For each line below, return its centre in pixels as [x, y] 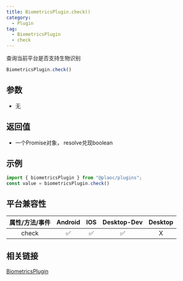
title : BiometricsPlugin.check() [48, 12]
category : [19, 18]
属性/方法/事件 [30, 222]
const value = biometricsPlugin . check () [58, 184]
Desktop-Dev [123, 222]
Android [68, 222]
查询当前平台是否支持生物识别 [43, 58]
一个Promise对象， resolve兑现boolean [64, 143]
